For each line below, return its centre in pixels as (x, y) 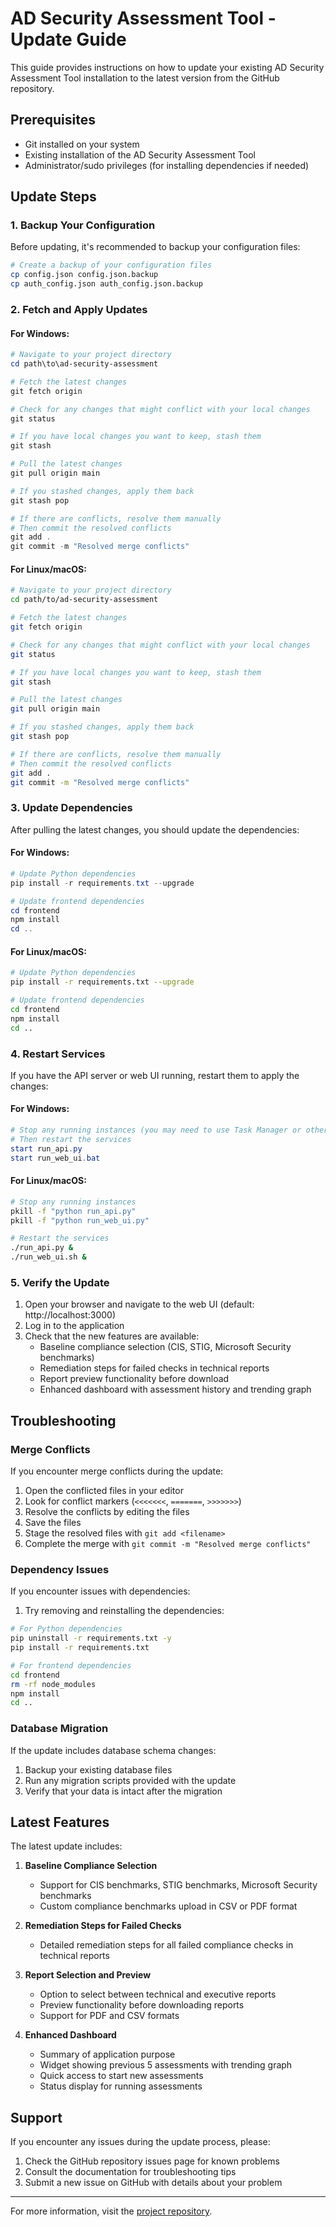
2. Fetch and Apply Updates (79, 309)
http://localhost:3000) (70, 1315)
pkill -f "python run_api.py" (73, 1211)
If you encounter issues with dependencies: (100, 1591)
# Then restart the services (71, 1139)
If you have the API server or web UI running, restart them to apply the (155, 1075)
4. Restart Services (58, 1054)
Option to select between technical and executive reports (158, 1994)
